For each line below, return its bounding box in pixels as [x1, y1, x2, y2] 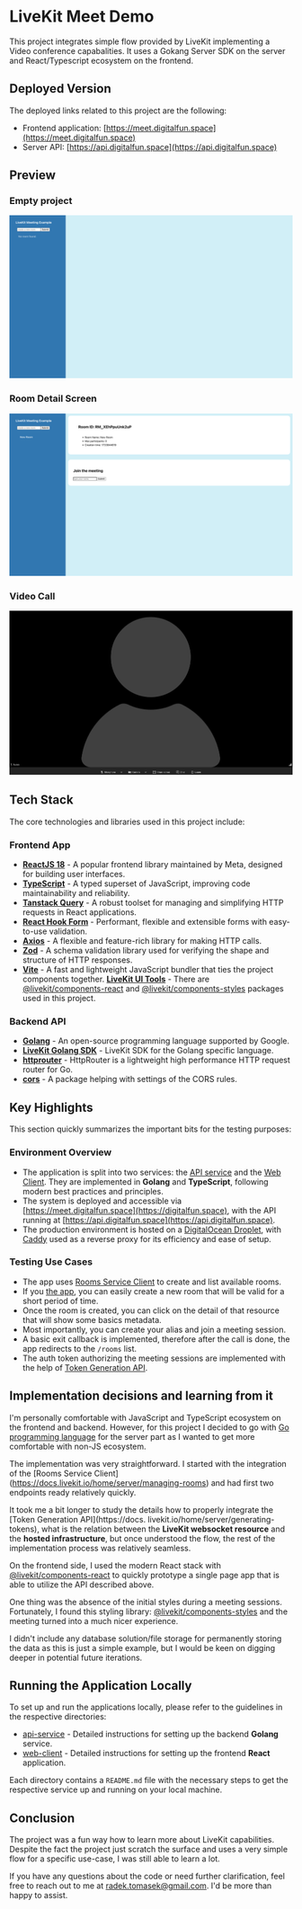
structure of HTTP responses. [22, 954, 133, 965]
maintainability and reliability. [22, 888, 130, 899]
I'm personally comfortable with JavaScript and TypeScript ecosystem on [9, 1412, 281, 1423]
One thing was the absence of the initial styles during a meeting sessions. [9, 1596, 283, 1607]
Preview [9, 168, 57, 183]
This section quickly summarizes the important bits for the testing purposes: [9, 1123, 292, 1134]
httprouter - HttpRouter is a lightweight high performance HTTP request [22, 1054, 290, 1066]
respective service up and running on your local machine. [9, 1784, 223, 1795]
